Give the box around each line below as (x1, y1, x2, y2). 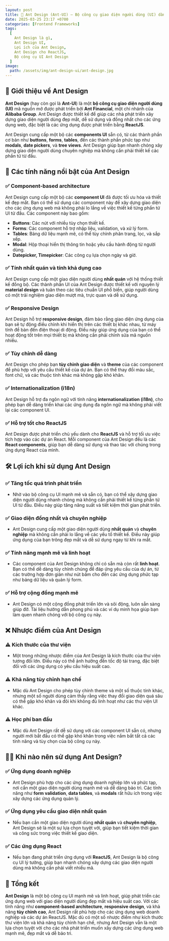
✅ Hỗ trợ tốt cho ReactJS (5, 419, 67, 426)
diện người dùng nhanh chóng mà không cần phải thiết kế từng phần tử (12, 497, 160, 503)
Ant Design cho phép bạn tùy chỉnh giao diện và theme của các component (5, 361, 163, 368)
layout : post (5, 7, 33, 13)
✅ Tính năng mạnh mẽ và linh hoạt (5, 549, 91, 556)
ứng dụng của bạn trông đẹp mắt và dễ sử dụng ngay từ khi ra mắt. (12, 536, 152, 543)
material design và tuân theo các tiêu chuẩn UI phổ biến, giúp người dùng (5, 287, 158, 293)
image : (5, 63, 19, 69)
